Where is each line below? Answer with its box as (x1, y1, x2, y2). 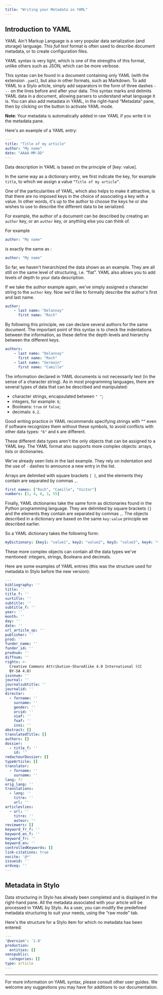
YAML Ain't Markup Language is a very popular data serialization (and (5, 38, 145, 44)
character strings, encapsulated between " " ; (12, 393, 103, 399)
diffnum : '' (5, 655, 29, 660)
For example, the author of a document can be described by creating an (5, 213, 149, 219)
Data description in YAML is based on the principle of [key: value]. (5, 164, 137, 170)
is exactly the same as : (5, 246, 52, 251)
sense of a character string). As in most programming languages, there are (5, 379, 154, 384)
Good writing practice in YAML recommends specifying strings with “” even (5, 418, 157, 424)
